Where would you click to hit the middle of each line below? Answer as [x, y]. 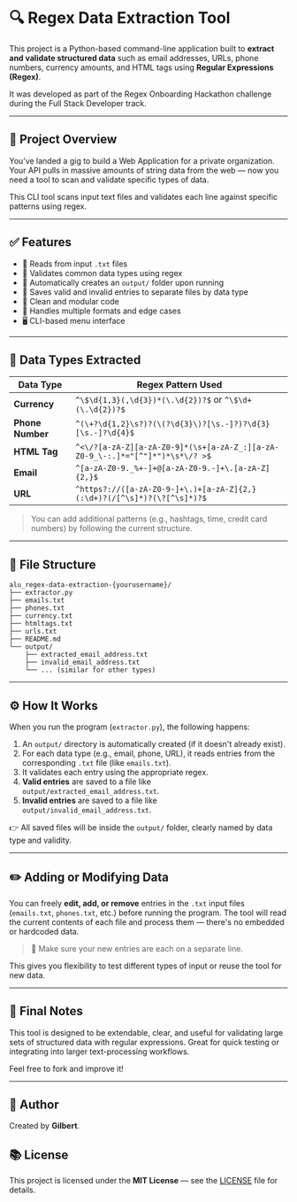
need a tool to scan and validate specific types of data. [109, 180]
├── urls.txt [33, 632]
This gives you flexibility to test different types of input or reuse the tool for [145, 966]
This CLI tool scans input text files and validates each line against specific [144, 196]
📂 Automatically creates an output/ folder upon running [123, 282]
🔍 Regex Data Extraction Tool [120, 18]
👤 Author [34, 1105]
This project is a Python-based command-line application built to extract [142, 48]
